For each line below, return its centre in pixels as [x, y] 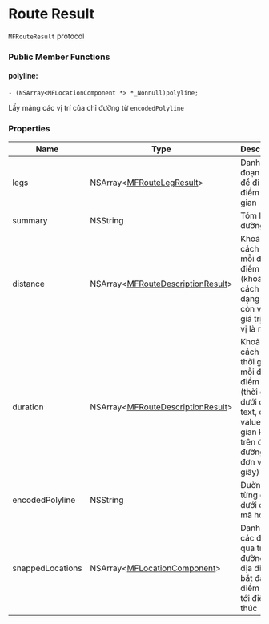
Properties [29, 128]
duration [28, 407]
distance [29, 284]
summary [30, 221]
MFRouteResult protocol [46, 36]
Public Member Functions [59, 57]
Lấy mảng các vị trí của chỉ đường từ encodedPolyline [96, 108]
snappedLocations [47, 568]
